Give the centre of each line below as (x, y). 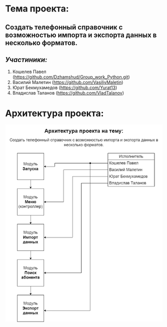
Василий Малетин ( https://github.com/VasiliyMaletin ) (68, 82)
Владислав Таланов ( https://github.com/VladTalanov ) (68, 93)
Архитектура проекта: (54, 113)
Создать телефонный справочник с (64, 27)
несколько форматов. (41, 43)
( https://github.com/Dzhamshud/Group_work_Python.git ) (71, 77)
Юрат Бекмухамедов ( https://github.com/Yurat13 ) (65, 87)
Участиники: (26, 60)
